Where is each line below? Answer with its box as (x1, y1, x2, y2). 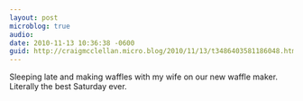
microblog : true (9, 22, 70, 31)
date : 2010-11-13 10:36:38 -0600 (9, 38, 135, 48)
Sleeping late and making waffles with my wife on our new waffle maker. (9, 71, 278, 82)
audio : (9, 30, 34, 39)
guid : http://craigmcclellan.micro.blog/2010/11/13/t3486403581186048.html (9, 47, 300, 56)
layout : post (9, 13, 59, 23)
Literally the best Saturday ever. (9, 81, 128, 92)
